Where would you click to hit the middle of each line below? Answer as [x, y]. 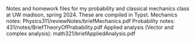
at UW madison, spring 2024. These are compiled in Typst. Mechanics [92, 15]
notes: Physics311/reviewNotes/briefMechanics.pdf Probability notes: [91, 21]
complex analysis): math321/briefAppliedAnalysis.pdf [71, 34]
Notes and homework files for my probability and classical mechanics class [98, 9]
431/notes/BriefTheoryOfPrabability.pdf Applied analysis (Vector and [90, 27]
